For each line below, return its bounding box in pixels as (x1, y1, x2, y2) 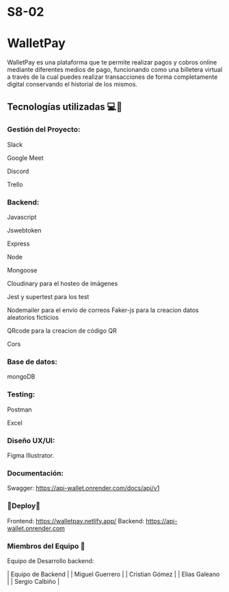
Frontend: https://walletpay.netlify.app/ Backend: (7, 517, 145, 525)
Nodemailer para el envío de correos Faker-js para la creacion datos (7, 306, 200, 314)
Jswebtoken (7, 226, 42, 235)
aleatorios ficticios (7, 313, 59, 322)
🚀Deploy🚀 (7, 501, 41, 511)
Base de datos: (7, 357, 58, 367)
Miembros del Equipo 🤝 (7, 541, 85, 551)
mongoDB (7, 372, 36, 381)
